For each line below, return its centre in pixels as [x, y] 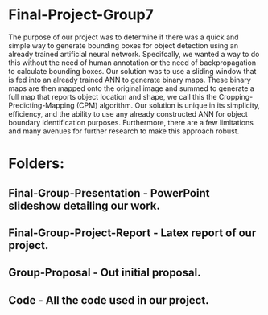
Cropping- [236, 96]
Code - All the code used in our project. [109, 300]
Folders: [37, 164]
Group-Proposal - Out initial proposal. [105, 273]
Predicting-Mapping [41, 105]
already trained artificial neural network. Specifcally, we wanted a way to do [134, 54]
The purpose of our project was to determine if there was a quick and [124, 37]
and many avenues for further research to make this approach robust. [124, 131]
